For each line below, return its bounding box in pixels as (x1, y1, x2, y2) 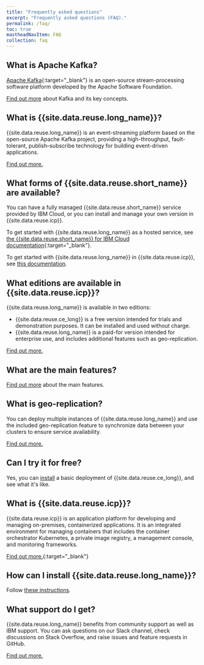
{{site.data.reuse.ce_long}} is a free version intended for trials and (15, 316, 182, 323)
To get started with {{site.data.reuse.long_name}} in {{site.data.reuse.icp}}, (6, 254, 195, 261)
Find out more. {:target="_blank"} (6, 552, 89, 560)
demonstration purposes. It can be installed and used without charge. (15, 322, 191, 330)
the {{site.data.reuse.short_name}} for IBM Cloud (6, 235, 130, 243)
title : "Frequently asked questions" (6, 9, 103, 15)
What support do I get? (6, 604, 96, 615)
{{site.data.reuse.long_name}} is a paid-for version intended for (15, 329, 175, 336)
